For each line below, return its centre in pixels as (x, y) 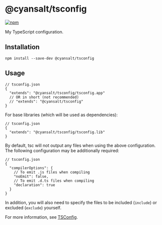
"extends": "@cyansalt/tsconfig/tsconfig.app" (57, 93)
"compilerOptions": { (31, 168)
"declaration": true (34, 185)
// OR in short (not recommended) (44, 97)
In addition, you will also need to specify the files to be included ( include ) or (81, 202)
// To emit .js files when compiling (52, 172)
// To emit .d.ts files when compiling (54, 181)
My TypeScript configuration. (34, 32)
